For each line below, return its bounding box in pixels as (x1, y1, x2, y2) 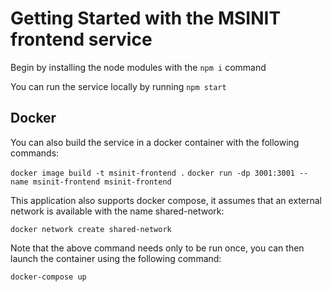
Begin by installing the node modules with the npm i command (10, 61, 267, 73)
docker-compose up (10, 272, 87, 282)
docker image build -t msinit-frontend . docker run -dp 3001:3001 (10, 168, 295, 178)
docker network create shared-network (10, 224, 172, 234)
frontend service (10, 28, 153, 51)
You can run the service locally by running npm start (10, 80, 227, 92)
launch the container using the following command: (10, 252, 222, 264)
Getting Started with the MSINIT (10, 7, 282, 30)
